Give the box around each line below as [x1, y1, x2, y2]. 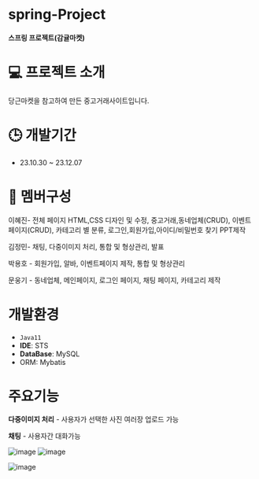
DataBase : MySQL [19, 348, 80, 359]
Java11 [19, 333, 42, 341]
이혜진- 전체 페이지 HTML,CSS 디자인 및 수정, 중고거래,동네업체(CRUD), [8, 215, 231, 225]
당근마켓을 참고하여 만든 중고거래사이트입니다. [8, 96, 150, 105]
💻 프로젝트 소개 [8, 63, 105, 81]
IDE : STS [19, 341, 49, 350]
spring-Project [8, 6, 106, 24]
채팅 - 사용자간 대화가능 [8, 431, 81, 441]
